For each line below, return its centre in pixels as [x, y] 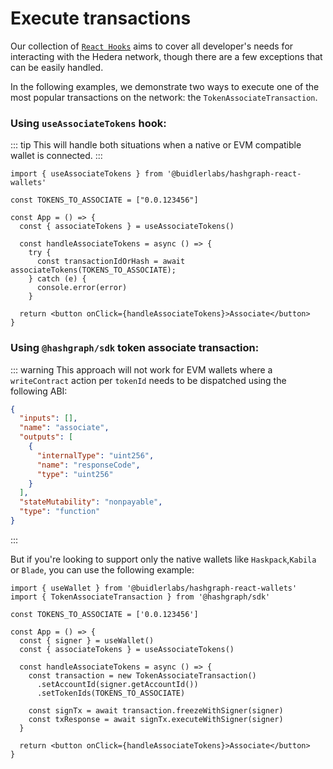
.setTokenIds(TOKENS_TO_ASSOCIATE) [111, 693]
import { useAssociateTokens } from [86, 174]
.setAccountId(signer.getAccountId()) [117, 684]
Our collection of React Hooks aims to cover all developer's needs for [152, 46]
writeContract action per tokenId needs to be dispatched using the [148, 380]
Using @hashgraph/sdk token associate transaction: [135, 348]
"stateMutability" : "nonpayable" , [91, 502]
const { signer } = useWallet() [87, 640]
